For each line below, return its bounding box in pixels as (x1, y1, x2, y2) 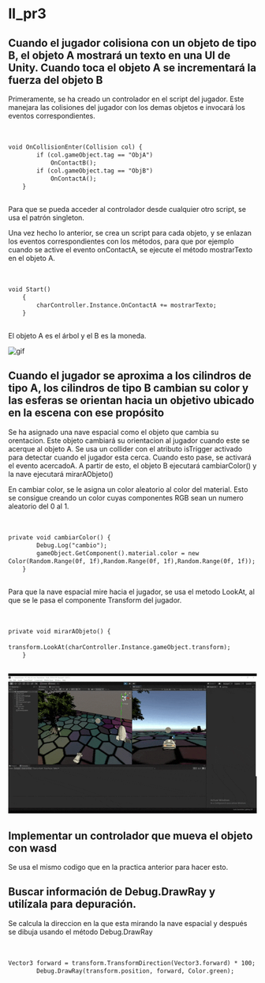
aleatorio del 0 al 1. (8, 501, 69, 511)
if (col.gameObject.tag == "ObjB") (36, 167, 154, 175)
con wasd (8, 841, 58, 855)
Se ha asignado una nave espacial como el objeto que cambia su (8, 427, 219, 437)
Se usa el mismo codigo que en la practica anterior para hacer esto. (8, 863, 229, 872)
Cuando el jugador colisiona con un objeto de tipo (8, 36, 257, 50)
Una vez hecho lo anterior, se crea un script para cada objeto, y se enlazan (8, 229, 252, 237)
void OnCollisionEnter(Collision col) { (8, 143, 144, 151)
